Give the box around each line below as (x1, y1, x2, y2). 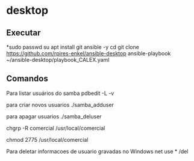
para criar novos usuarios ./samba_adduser (6, 101, 114, 108)
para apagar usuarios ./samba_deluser (6, 112, 102, 120)
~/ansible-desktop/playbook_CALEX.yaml (6, 56, 110, 63)
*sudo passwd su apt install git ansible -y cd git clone (6, 43, 140, 50)
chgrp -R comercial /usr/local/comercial (6, 124, 105, 132)
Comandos (6, 73, 48, 84)
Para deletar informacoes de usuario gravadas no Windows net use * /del (6, 148, 189, 155)
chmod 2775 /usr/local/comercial (6, 136, 89, 143)
